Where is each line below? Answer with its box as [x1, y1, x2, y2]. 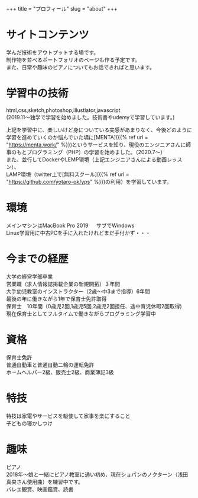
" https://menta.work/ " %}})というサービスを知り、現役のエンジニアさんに [6, 141, 186, 148]
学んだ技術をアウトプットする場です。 [6, 49, 99, 56]
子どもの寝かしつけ [6, 420, 53, 427]
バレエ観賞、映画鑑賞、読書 [6, 486, 74, 493]
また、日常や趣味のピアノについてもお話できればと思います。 [6, 63, 155, 71]
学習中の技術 [6, 87, 69, 100]
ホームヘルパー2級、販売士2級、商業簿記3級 [6, 368, 114, 375]
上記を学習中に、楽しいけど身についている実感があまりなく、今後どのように [6, 126, 193, 133]
